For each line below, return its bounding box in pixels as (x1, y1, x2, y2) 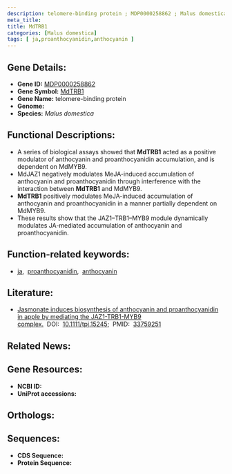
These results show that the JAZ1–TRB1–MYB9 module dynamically (17, 214, 209, 222)
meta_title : (7, 17, 41, 24)
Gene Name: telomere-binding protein (17, 94, 126, 102)
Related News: (7, 340, 71, 352)
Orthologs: (7, 409, 55, 421)
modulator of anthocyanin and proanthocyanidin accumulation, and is (17, 155, 215, 163)
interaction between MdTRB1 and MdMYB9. (17, 184, 143, 192)
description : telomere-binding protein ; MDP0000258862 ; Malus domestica (7, 10, 227, 17)
